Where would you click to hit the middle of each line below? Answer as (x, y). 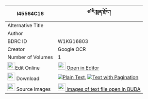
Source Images (33, 89)
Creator (16, 49)
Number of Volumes (30, 57)
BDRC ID (17, 41)
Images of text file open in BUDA (104, 89)
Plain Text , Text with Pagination (100, 77)
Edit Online (28, 68)
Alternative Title (25, 25)
